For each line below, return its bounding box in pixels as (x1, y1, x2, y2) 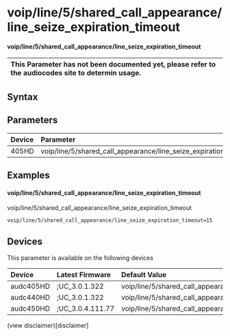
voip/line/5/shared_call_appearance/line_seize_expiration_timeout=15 (7, 217, 213, 224)
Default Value (120, 270, 166, 279)
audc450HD (10, 304, 50, 313)
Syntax (7, 91, 38, 103)
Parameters (7, 114, 58, 126)
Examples (7, 169, 50, 181)
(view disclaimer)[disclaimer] (7, 322, 89, 329)
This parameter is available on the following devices (7, 254, 154, 261)
